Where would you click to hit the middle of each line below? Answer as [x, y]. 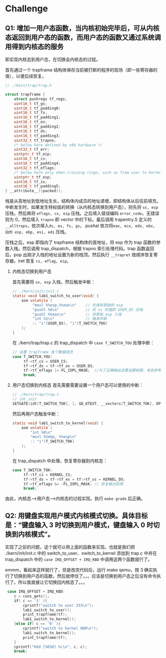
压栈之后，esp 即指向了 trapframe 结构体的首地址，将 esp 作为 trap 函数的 [81, 242]
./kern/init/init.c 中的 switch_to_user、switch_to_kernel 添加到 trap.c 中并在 [81, 553]
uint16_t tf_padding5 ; [37, 186]
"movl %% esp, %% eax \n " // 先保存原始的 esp [78, 305]
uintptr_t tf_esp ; [33, 177]
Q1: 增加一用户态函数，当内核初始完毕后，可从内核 [82, 28]
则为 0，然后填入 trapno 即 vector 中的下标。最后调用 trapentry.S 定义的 [79, 219]
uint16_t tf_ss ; [31, 182]
